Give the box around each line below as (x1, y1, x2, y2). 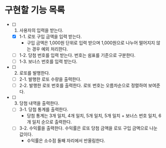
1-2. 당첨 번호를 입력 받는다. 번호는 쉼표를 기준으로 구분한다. (19, 52, 136, 58)
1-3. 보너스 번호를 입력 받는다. (19, 58, 78, 65)
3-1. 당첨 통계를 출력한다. (19, 107, 69, 113)
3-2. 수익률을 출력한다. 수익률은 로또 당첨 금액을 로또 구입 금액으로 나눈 (19, 125, 158, 131)
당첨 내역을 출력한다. (19, 100, 60, 106)
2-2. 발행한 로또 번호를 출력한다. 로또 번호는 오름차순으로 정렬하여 (19, 83, 147, 89)
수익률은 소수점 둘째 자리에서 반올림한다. (26, 138, 105, 144)
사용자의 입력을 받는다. (19, 27, 64, 33)
